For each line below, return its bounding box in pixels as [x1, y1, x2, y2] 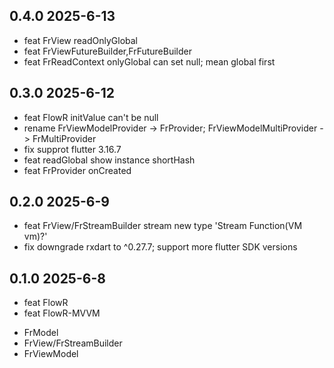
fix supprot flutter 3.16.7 [23, 143, 122, 155]
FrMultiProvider [32, 132, 97, 144]
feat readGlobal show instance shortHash [23, 154, 196, 166]
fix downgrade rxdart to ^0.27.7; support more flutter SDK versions [23, 241, 298, 253]
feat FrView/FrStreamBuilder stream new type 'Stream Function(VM [23, 220, 303, 232]
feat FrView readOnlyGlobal [23, 34, 138, 46]
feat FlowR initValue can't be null [23, 111, 159, 123]
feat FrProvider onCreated [23, 164, 132, 176]
